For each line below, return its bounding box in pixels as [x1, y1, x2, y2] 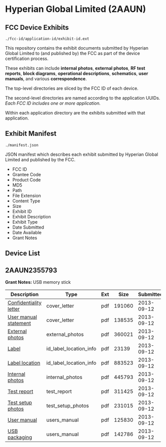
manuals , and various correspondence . [5, 76, 87, 81]
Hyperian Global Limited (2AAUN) [5, 3, 146, 15]
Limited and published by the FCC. [5, 156, 76, 162]
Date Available [12, 229, 42, 235]
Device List [5, 249, 41, 257]
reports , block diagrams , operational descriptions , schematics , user [5, 70, 148, 76]
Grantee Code [12, 171, 41, 177]
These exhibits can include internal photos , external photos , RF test [5, 65, 146, 71]
